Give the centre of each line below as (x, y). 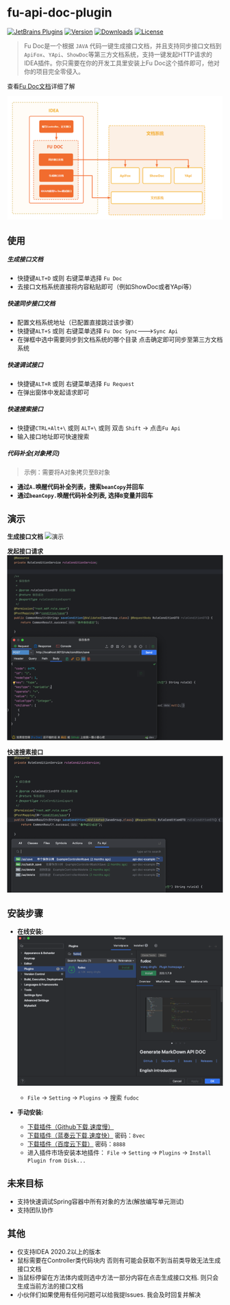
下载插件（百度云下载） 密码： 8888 (76, 1144)
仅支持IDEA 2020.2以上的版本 (59, 1251)
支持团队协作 (35, 1210)
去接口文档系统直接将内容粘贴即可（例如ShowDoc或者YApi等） (106, 286)
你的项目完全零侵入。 (54, 71)
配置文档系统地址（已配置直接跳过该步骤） (77, 322)
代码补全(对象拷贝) (34, 453)
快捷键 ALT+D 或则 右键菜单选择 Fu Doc (69, 278)
